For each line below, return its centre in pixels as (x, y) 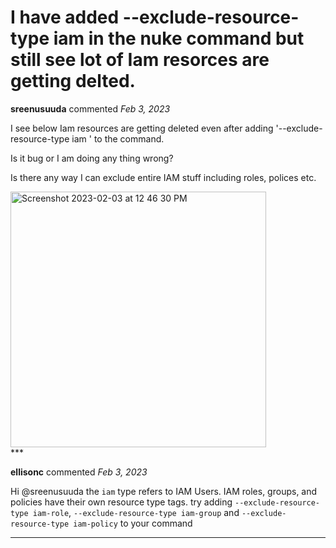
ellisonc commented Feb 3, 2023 (79, 472)
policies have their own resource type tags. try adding (121, 502)
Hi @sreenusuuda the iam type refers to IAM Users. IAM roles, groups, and (164, 491)
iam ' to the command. (118, 138)
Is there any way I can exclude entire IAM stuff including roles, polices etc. (163, 177)
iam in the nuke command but (179, 38)
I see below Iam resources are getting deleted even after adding (142, 128)
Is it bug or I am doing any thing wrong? (92, 158)
